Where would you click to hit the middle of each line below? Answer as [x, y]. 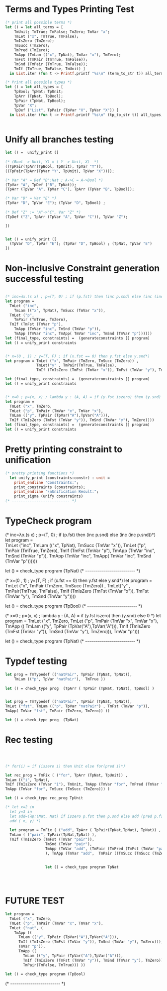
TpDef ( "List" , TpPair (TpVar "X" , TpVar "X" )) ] [67, 110]
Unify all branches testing [59, 139]
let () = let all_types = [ [34, 87]
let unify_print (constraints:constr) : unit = [60, 478]
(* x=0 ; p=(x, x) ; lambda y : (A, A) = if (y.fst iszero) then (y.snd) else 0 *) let [83, 615]
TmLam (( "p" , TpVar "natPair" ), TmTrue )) [60, 679]
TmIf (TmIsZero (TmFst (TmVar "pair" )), [52, 840]
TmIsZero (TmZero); [34, 41]
